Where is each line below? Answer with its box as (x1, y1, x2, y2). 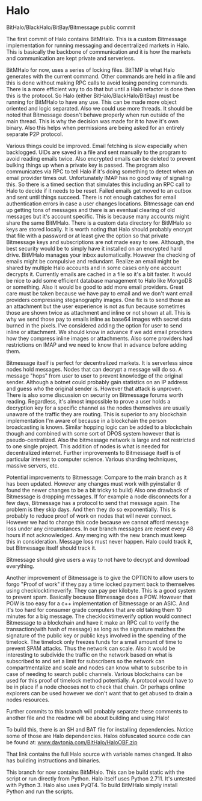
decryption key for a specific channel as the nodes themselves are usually (6, 404, 191, 411)
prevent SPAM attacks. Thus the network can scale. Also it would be (6, 645, 176, 652)
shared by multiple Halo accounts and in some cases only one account (6, 264, 182, 271)
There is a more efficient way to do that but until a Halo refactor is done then (6, 85, 195, 92)
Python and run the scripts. (6, 788, 74, 795)
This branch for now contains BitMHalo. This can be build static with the (6, 768, 185, 776)
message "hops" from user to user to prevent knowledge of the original (6, 372, 183, 379)
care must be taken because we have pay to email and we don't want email (6, 289, 192, 297)
